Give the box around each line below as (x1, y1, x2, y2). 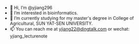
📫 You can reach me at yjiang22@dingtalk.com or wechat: (9, 26, 130, 32)
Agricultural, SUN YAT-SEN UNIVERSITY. (9, 20, 93, 26)
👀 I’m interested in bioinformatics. (9, 10, 78, 16)
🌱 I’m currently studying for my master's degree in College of (9, 15, 134, 21)
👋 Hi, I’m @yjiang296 (9, 5, 53, 10)
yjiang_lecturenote (9, 33, 48, 39)
